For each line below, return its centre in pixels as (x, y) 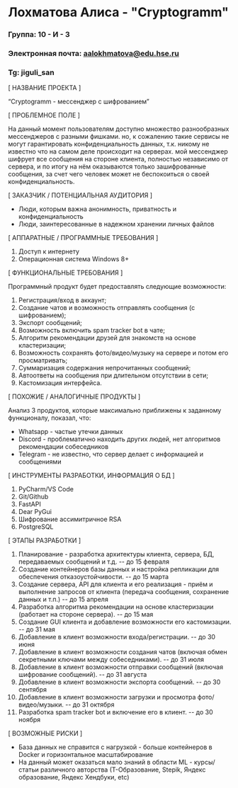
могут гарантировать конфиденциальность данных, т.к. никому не (109, 144)
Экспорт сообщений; (50, 323)
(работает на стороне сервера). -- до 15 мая (86, 615)
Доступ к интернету (49, 251)
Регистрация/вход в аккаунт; (62, 300)
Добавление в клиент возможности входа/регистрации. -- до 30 (117, 637)
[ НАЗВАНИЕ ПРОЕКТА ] (45, 88)
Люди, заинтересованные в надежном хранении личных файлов (116, 224)
